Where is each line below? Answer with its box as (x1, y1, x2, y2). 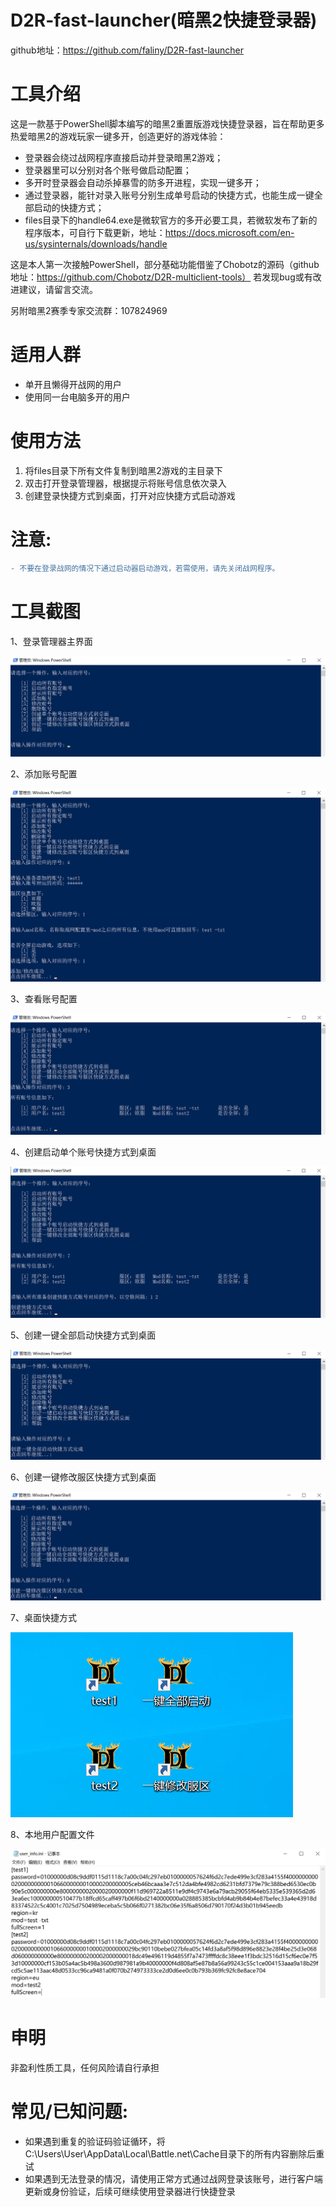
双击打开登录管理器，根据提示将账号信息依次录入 (24, 477, 227, 489)
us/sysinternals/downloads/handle (24, 237, 168, 250)
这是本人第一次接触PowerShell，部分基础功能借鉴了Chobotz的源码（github (10, 258, 320, 270)
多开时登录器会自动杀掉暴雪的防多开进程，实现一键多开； (24, 176, 262, 188)
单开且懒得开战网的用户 (24, 378, 122, 390)
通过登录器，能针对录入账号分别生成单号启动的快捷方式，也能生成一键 (24, 189, 315, 201)
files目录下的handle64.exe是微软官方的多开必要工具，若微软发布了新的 (24, 214, 318, 226)
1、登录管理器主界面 (10, 635, 93, 647)
